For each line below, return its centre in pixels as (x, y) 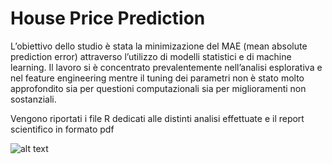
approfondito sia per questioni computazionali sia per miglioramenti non (158, 88)
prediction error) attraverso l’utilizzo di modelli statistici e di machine (151, 56)
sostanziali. (33, 99)
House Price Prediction (108, 18)
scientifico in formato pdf (62, 129)
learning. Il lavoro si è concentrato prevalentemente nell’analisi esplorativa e (166, 67)
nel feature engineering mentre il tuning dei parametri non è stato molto (157, 78)
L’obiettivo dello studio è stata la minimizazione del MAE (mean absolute (159, 46)
